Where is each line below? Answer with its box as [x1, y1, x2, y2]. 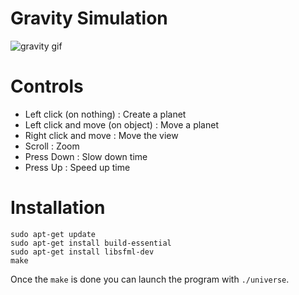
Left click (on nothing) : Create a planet [24, 108, 187, 120]
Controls [10, 75, 84, 98]
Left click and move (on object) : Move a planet [24, 118, 219, 131]
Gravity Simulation [10, 7, 168, 30]
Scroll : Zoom [24, 140, 80, 152]
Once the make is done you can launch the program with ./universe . [10, 273, 290, 285]
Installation [10, 197, 106, 219]
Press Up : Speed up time [24, 161, 131, 173]
